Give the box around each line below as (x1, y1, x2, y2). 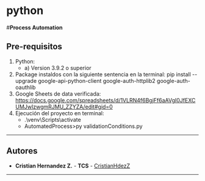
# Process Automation (6, 24, 63, 31)
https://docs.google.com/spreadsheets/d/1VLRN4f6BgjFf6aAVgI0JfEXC (15, 96, 196, 104)
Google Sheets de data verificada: (15, 90, 101, 98)
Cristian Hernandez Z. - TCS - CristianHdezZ (15, 162, 131, 169)
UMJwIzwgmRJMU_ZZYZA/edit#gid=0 (15, 103, 113, 110)
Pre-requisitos (6, 41, 63, 52)
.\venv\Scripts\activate (24, 116, 81, 123)
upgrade (15, 77, 37, 84)
